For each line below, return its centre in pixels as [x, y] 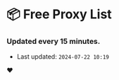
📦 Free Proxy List [59, 15]
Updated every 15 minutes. [54, 42]
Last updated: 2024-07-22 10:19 [63, 57]
